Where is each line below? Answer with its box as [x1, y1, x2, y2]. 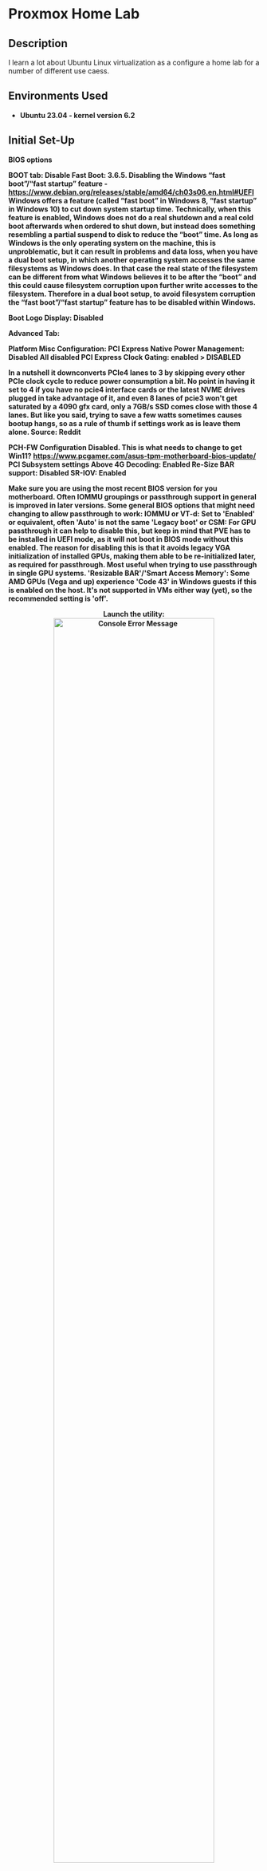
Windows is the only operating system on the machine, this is [8, 238, 217, 247]
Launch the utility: [103, 609, 165, 618]
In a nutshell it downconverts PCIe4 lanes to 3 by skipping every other [8, 368, 245, 377]
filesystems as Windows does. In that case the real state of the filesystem [8, 263, 258, 273]
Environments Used [8, 89, 108, 103]
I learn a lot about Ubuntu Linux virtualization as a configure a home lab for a [8, 57, 260, 67]
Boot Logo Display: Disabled [8, 313, 104, 322]
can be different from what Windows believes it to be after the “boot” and [8, 272, 257, 282]
